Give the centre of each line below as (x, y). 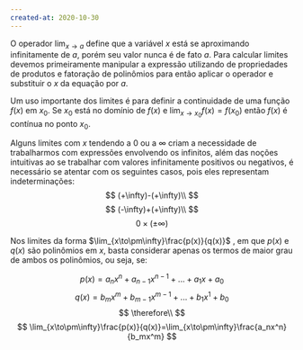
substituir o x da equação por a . (69, 84)
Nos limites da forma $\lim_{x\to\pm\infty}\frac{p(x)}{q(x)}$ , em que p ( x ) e (150, 241)
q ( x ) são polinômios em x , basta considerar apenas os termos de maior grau (151, 251)
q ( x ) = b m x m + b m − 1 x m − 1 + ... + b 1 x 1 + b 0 (152, 297)
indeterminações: (43, 182)
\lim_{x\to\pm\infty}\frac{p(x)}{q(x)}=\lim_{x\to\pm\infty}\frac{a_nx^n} (158, 327)
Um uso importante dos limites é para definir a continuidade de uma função (150, 101)
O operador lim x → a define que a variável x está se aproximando (130, 44)
